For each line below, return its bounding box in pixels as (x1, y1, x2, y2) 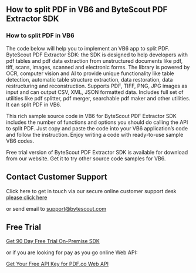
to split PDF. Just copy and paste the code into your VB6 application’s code (6, 124, 188, 132)
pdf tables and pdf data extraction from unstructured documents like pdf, (6, 57, 183, 64)
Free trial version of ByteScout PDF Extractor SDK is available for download (6, 149, 188, 156)
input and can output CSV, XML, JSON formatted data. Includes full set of (6, 88, 184, 96)
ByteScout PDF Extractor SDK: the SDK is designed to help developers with (6, 51, 188, 58)
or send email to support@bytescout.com (6, 205, 107, 212)
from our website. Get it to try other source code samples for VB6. (6, 155, 166, 162)
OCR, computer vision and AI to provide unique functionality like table (6, 70, 174, 77)
